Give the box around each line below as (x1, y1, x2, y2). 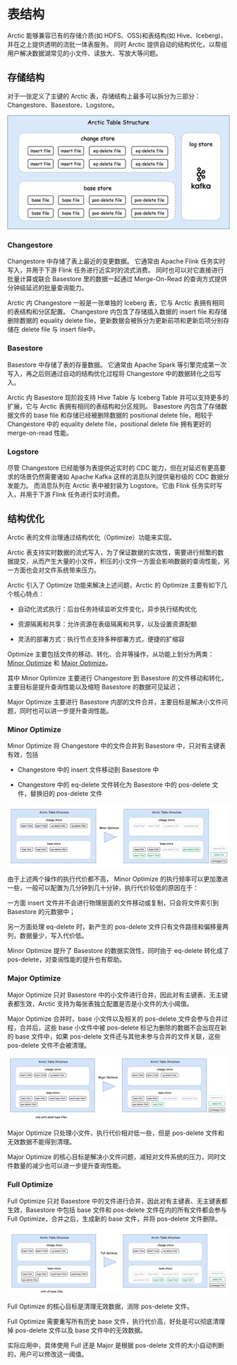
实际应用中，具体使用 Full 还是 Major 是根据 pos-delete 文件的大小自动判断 (7, 1341, 224, 1349)
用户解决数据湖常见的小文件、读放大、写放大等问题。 (7, 49, 162, 57)
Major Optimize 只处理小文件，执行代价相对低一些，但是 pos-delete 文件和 (7, 1129, 224, 1137)
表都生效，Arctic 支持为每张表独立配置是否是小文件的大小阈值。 (7, 999, 193, 1007)
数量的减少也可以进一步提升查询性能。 (13, 1162, 125, 1170)
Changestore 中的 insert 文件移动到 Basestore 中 (17, 765, 159, 774)
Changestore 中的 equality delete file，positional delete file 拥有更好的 (7, 419, 212, 428)
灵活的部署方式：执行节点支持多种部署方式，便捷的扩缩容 (17, 634, 185, 643)
